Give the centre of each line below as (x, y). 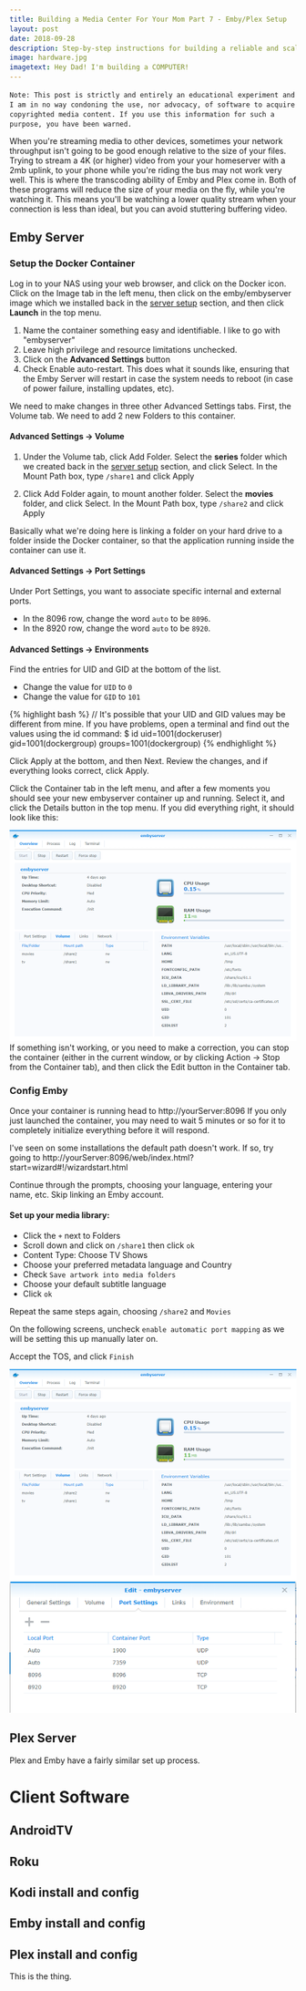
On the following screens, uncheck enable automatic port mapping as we (147, 1329)
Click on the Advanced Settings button (97, 359)
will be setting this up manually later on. (84, 1338)
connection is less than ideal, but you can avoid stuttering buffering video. (148, 209)
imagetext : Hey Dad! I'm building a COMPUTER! (99, 67)
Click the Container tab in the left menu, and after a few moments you (140, 789)
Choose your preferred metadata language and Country (127, 1264)
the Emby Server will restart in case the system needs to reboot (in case (158, 378)
